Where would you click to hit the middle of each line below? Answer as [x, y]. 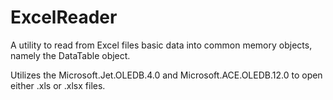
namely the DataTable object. [70, 55]
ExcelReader [64, 17]
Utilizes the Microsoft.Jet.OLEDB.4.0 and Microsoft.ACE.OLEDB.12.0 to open [166, 75]
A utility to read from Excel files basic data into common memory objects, [161, 45]
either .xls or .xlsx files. [58, 85]
